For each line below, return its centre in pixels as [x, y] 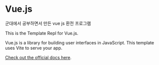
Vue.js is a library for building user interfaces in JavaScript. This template [80, 42]
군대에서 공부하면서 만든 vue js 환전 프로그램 [48, 23]
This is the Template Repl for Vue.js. [42, 33]
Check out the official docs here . [38, 57]
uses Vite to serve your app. [34, 48]
